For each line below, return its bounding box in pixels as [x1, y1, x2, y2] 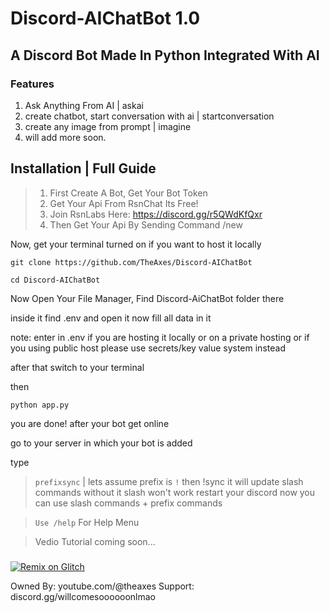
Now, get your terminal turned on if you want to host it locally [10, 238, 262, 250]
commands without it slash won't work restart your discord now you [34, 486, 316, 498]
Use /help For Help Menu [34, 516, 140, 528]
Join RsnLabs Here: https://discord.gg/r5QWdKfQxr [49, 208, 263, 220]
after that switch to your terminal [10, 361, 145, 373]
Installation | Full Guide [10, 160, 157, 177]
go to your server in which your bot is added [10, 437, 193, 449]
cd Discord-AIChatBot [10, 275, 101, 285]
